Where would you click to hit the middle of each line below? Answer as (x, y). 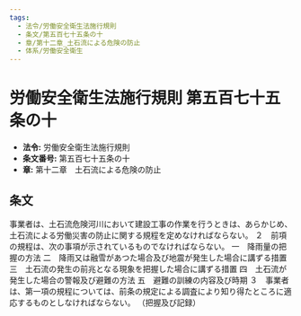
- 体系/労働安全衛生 (50, 51)
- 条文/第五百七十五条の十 (60, 34)
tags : (19, 18)
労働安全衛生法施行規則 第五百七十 (137, 98)
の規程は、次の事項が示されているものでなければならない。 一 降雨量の (144, 246)
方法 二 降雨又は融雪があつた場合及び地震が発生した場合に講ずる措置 (156, 258)
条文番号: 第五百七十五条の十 (76, 159)
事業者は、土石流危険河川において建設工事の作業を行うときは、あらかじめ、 (151, 224)
